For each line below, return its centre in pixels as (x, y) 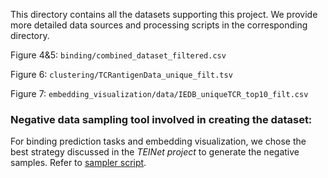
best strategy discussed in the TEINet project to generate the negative (155, 152)
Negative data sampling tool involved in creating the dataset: (161, 119)
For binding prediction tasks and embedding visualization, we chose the (158, 141)
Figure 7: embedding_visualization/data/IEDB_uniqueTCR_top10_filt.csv (159, 93)
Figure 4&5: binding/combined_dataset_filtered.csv (118, 55)
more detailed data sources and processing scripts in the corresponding (159, 25)
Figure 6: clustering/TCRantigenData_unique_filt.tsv (121, 74)
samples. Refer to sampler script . (78, 163)
